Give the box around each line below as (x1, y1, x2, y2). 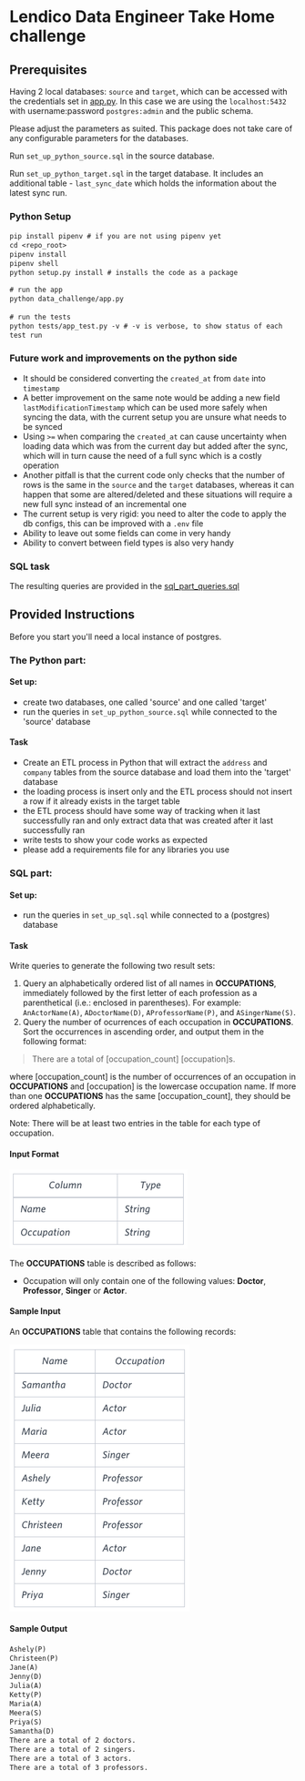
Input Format (9, 1148, 59, 1159)
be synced (22, 421, 63, 432)
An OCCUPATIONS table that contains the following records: (9, 1326, 237, 1337)
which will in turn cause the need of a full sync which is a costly (22, 450, 262, 461)
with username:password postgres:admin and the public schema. (9, 106, 253, 116)
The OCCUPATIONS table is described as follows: (9, 1257, 197, 1268)
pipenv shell (9, 260, 59, 269)
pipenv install (9, 250, 67, 260)
